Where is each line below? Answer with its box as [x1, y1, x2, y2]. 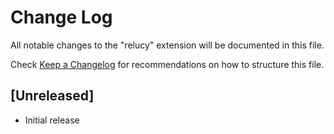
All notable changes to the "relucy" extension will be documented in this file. [10, 39, 325, 51]
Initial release [24, 114, 80, 126]
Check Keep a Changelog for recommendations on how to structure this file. [10, 58, 325, 70]
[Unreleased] [10, 87, 95, 105]
